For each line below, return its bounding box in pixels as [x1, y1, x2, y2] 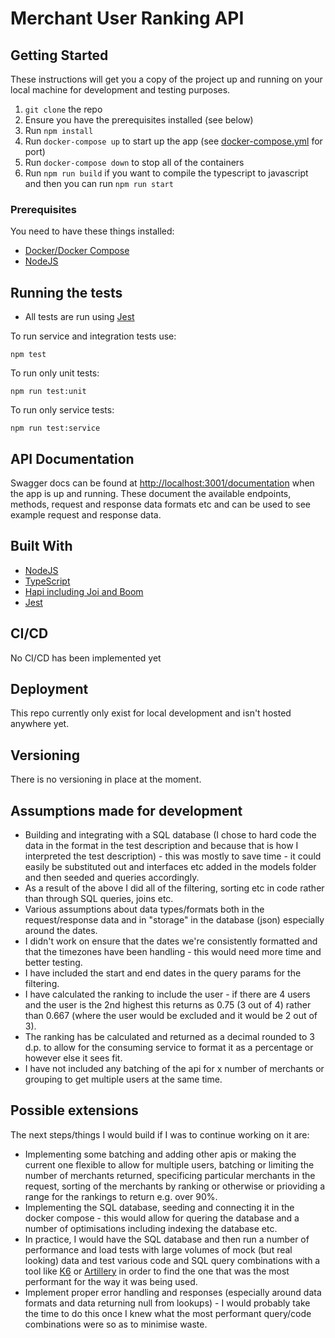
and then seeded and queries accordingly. [24, 871, 200, 883]
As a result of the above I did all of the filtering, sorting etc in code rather [24, 882, 325, 894]
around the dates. [24, 924, 98, 936]
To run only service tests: [10, 404, 115, 416]
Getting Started [10, 47, 109, 64]
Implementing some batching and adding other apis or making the [24, 1148, 297, 1160]
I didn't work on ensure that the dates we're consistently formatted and [24, 935, 318, 947]
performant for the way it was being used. [24, 1275, 198, 1287]
